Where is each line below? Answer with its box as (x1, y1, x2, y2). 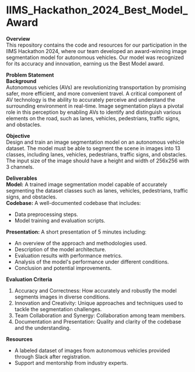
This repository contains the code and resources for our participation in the (6, 41, 187, 48)
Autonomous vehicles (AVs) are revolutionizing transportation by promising (6, 84, 187, 91)
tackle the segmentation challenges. (14, 305, 102, 312)
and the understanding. (14, 324, 71, 331)
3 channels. (6, 163, 34, 170)
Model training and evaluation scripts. (14, 217, 106, 224)
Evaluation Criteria (6, 276, 53, 283)
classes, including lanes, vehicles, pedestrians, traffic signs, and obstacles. (6, 151, 187, 158)
